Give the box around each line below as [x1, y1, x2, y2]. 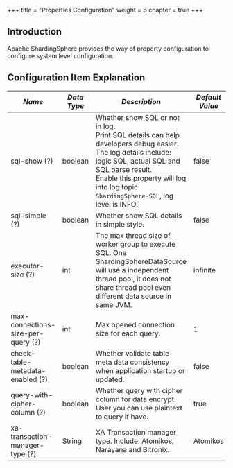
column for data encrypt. [95, 395, 176, 404]
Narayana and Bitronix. [95, 444, 170, 454]
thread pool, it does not [95, 274, 171, 284]
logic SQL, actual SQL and [95, 156, 180, 166]
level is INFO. [95, 199, 139, 209]
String [62, 436, 82, 446]
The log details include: [95, 147, 172, 157]
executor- [10, 261, 44, 270]
